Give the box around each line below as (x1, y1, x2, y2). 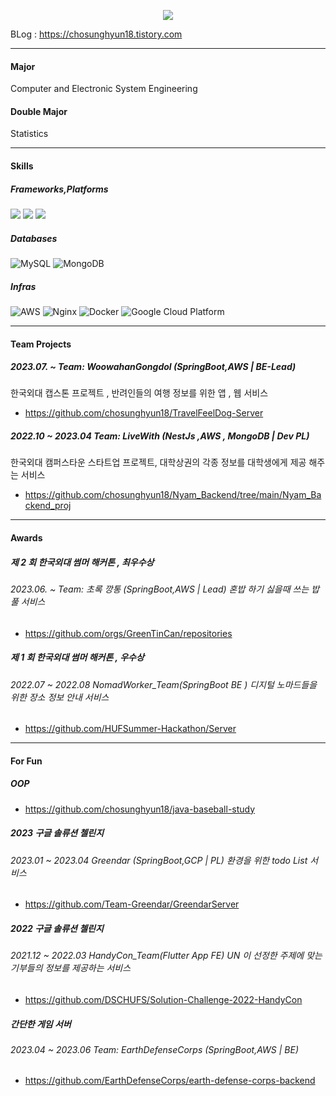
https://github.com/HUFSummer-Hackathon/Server (24, 723, 237, 735)
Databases (10, 232, 58, 244)
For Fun (10, 755, 43, 767)
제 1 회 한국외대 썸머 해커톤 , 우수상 (10, 651, 145, 664)
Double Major (10, 105, 68, 117)
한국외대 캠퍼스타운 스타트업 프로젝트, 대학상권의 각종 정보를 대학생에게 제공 (10, 456, 307, 469)
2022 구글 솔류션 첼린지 (10, 922, 104, 934)
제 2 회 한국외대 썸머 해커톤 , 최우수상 (10, 556, 155, 568)
